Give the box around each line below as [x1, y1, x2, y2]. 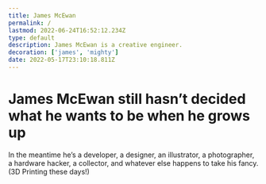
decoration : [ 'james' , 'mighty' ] [8, 48, 119, 56]
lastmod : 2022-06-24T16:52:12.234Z [8, 26, 126, 34]
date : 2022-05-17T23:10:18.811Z [8, 56, 115, 64]
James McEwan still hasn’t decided [8, 90, 246, 108]
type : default [8, 33, 56, 42]
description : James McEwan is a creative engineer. [8, 41, 183, 49]
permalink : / [8, 19, 52, 27]
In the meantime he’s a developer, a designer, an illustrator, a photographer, [8, 150, 255, 159]
